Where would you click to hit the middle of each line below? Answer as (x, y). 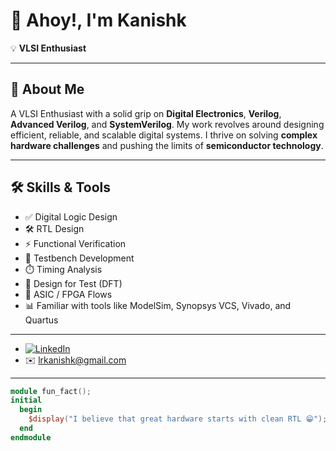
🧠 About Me (47, 89)
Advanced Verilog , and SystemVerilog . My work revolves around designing (167, 124)
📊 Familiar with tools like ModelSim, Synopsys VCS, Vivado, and (158, 305)
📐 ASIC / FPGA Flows (68, 294)
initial (26, 400)
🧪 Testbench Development (79, 258)
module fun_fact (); (51, 391)
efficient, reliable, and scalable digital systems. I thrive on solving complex (164, 135)
